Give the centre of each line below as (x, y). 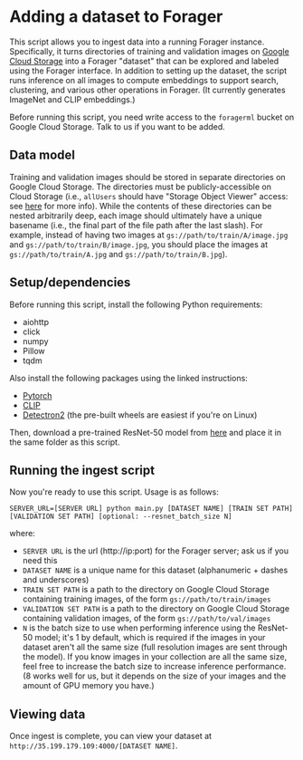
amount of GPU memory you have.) (89, 686)
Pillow (33, 351)
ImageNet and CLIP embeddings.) (72, 99)
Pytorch (37, 395)
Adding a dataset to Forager (116, 17)
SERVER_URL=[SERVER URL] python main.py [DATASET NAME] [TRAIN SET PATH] (151, 509)
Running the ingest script (82, 470)
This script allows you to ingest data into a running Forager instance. (137, 42)
